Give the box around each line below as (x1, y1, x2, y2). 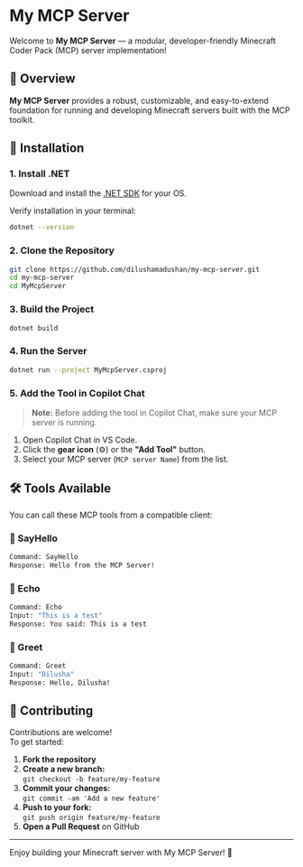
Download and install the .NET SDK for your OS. (9, 188, 188, 199)
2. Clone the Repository (9, 245, 115, 257)
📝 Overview (9, 71, 76, 87)
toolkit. (9, 114, 35, 125)
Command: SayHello (9, 552, 78, 561)
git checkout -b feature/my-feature (22, 775, 161, 784)
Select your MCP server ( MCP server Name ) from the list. (22, 453, 229, 464)
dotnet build (9, 323, 59, 332)
